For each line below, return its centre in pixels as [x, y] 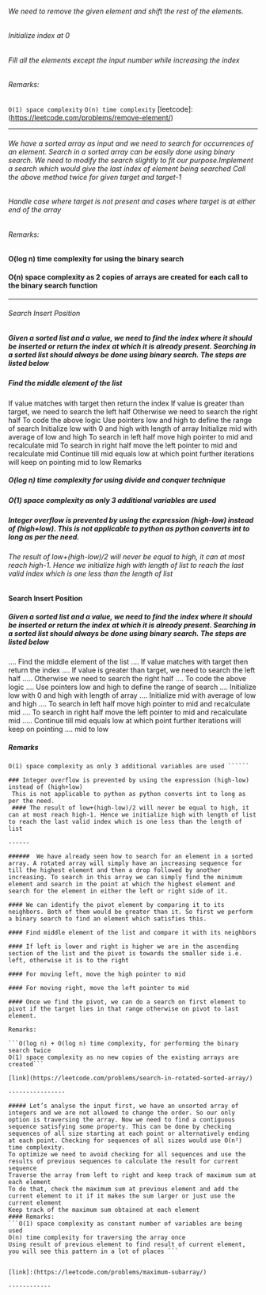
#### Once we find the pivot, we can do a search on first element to [127, 1002]
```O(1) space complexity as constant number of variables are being [125, 1224]
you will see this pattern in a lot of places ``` [93, 1251]
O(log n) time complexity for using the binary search [96, 259]
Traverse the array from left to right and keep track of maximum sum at [133, 1175]
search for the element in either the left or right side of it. [118, 891]
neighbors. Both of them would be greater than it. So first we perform [131, 912]
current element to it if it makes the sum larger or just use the [122, 1196]
